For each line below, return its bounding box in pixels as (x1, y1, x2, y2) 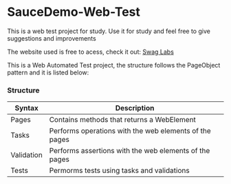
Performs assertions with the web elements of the (49, 146, 210, 156)
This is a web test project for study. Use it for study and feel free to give (7, 27, 211, 35)
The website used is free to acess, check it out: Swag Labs (7, 48, 174, 56)
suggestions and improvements (7, 34, 96, 42)
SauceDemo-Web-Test (7, 4, 141, 20)
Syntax (14, 103, 39, 113)
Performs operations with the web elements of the (49, 126, 211, 136)
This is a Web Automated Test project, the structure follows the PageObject (7, 61, 221, 69)
